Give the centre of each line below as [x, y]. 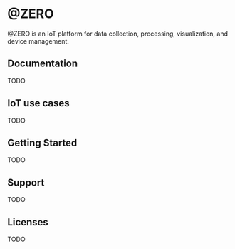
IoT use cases [38, 103]
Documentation [43, 64]
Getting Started [42, 142]
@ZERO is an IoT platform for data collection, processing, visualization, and [117, 34]
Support [26, 182]
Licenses [28, 222]
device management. [38, 41]
